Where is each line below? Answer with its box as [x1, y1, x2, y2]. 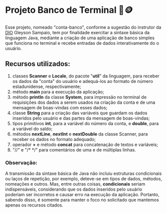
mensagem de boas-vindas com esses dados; [12, 104, 108, 110]
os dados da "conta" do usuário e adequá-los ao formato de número [12, 78, 154, 84]
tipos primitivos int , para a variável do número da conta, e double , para [12, 120, 159, 126]
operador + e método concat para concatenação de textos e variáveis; [12, 142, 159, 147]
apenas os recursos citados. [5, 202, 63, 208]
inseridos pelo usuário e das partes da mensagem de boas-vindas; [12, 115, 150, 121]
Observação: [5, 159, 37, 166]
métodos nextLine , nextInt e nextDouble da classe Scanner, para [12, 131, 148, 137]
